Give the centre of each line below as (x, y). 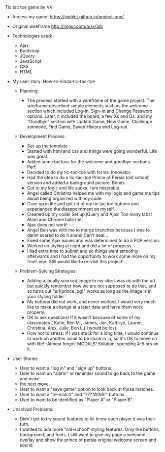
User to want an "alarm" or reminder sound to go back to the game (87, 373)
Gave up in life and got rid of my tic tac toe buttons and (83, 204)
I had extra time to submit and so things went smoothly (83, 251)
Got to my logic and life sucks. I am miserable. (74, 188)
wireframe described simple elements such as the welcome (87, 106)
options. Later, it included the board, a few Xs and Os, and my (90, 116)
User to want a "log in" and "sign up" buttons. (66, 368)
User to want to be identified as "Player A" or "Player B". (77, 400)
